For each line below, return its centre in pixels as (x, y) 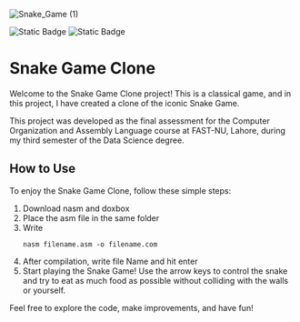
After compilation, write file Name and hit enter (110, 261)
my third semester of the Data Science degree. (97, 140)
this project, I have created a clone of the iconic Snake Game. (125, 103)
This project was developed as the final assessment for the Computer (140, 121)
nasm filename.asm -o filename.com (90, 244)
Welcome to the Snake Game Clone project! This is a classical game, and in (150, 93)
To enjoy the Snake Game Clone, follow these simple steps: (120, 190)
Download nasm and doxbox (76, 208)
